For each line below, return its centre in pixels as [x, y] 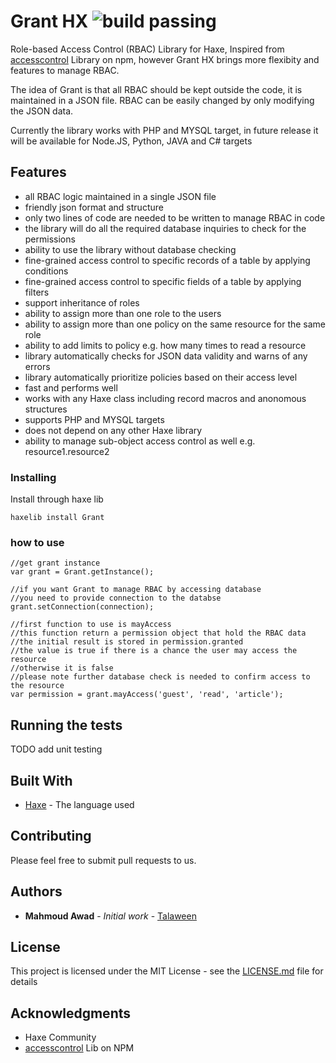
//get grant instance [55, 563]
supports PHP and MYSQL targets [94, 419]
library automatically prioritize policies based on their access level [161, 377]
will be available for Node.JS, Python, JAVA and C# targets [131, 141]
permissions [50, 239]
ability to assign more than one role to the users [123, 313]
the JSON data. [42, 111]
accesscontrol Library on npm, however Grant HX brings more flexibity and [165, 59]
